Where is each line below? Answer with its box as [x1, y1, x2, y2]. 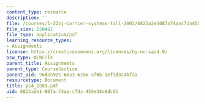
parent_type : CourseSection [6, 65, 78, 72]
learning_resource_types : [6, 37, 72, 43]
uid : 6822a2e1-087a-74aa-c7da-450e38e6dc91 [6, 89, 119, 95]
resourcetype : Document [6, 77, 67, 83]
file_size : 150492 [6, 26, 53, 32]
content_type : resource [6, 9, 67, 15]
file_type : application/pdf [6, 32, 78, 38]
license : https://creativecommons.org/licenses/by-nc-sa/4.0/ [6, 49, 168, 55]
